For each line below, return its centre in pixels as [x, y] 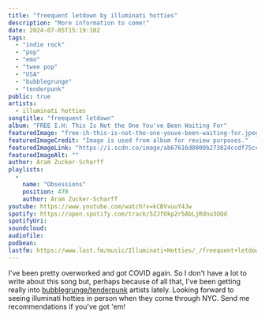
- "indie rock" [40, 45]
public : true [30, 96]
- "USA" [28, 74]
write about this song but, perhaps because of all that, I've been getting [125, 281]
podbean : [22, 243]
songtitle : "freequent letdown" [61, 118]
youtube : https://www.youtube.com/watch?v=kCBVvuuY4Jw [100, 206]
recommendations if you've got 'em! [67, 306]
